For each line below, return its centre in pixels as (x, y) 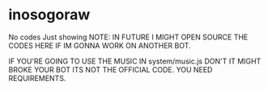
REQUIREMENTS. (37, 78)
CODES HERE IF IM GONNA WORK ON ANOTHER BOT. (100, 45)
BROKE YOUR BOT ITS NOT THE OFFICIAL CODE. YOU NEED (111, 69)
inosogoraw (49, 15)
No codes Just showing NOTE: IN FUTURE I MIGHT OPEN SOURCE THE (128, 37)
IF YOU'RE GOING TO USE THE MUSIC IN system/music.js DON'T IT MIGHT (135, 61)
